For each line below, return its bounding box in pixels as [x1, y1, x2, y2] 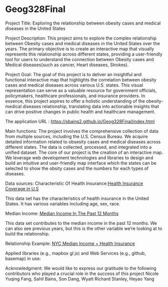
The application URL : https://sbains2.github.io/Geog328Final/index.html [5, 118, 155, 124]
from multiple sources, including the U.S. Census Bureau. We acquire [5, 133, 148, 139]
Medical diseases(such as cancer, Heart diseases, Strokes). [5, 62, 129, 68]
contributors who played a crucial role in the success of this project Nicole [5, 270, 159, 276]
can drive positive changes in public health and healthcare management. [5, 109, 155, 115]
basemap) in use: [5, 255, 41, 261]
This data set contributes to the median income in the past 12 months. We [5, 220, 157, 226]
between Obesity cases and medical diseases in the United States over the [5, 40, 160, 46]
